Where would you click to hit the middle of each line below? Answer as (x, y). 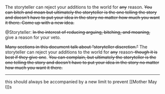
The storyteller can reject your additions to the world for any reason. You (79, 7)
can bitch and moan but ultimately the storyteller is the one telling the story (81, 12)
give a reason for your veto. (33, 37)
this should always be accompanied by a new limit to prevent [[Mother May (81, 82)
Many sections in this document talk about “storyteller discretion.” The (76, 47)
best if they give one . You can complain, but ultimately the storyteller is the (81, 57)
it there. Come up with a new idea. (40, 23)
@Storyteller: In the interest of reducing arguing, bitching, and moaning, (78, 32)
